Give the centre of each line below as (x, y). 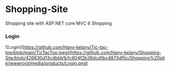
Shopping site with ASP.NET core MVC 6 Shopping (59, 23)
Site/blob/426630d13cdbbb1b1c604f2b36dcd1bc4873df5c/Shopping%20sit (85, 58)
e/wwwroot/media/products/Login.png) (47, 63)
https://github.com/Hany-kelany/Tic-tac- (65, 47)
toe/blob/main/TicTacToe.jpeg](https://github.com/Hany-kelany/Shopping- (83, 53)
